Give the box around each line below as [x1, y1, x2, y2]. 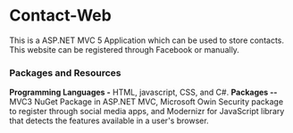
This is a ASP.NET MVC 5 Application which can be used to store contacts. [9, 35, 284, 46]
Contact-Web [9, 5, 112, 26]
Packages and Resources [9, 66, 121, 79]
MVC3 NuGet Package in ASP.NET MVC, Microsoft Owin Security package [9, 96, 284, 107]
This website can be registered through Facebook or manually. [9, 44, 239, 54]
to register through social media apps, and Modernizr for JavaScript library [9, 106, 285, 117]
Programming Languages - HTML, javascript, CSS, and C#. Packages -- [9, 87, 278, 98]
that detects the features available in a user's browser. [9, 115, 209, 126]
